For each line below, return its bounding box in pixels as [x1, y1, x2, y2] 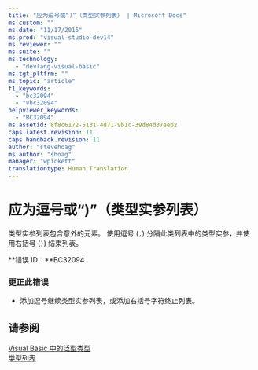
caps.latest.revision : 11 [8, 128, 93, 136]
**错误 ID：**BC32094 [8, 255, 85, 264]
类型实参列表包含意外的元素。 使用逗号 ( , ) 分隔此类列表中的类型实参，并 [8, 229, 244, 238]
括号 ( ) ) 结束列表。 [21, 238, 83, 247]
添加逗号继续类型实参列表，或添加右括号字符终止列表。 [19, 296, 199, 306]
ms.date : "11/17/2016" [8, 26, 83, 34]
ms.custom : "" [8, 19, 55, 27]
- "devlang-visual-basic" [15, 63, 101, 71]
